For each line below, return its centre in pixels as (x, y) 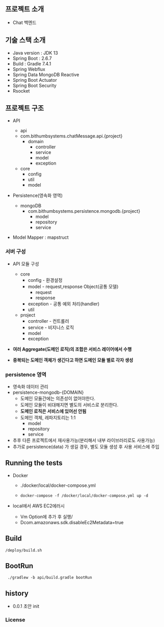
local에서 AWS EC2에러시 (39, 506)
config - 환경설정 (45, 280)
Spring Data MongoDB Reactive (46, 74)
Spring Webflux (29, 69)
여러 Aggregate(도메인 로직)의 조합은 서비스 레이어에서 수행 (72, 349)
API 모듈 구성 (26, 264)
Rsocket (21, 91)
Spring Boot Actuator (35, 80)
